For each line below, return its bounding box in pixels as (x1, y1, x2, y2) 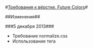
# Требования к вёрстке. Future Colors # (5, 4, 88, 10)
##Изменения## (5, 14, 41, 19)
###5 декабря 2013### (5, 23, 54, 29)
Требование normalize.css (12, 33, 68, 39)
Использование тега (12, 38, 56, 44)
